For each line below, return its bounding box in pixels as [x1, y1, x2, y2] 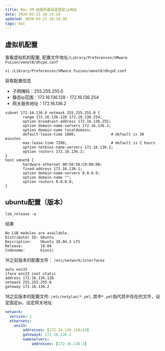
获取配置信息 [5, 78, 31, 84]
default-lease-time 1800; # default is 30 [23, 132, 144, 137]
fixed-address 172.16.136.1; [23, 166, 83, 171]
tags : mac [5, 21, 26, 26]
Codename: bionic [5, 248, 54, 253]
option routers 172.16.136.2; [23, 149, 85, 154]
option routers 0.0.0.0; [23, 179, 74, 185]
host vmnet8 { [5, 158, 34, 163]
